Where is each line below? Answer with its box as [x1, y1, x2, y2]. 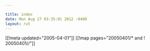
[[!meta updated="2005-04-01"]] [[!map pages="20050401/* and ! [5, 35, 145, 41]
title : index [5, 12, 33, 17]
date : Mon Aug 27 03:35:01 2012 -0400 [5, 16, 87, 22]
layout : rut [5, 21, 30, 26]
